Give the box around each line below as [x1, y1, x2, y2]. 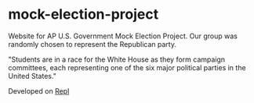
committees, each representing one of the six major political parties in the [8, 62, 246, 72]
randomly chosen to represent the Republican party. [8, 39, 176, 48]
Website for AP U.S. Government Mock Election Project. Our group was [8, 31, 238, 41]
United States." [8, 71, 57, 80]
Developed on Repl [8, 86, 70, 95]
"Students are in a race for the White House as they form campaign [8, 55, 226, 64]
